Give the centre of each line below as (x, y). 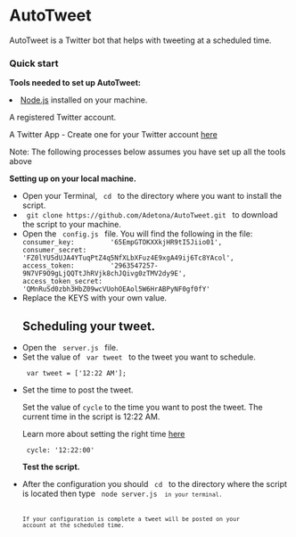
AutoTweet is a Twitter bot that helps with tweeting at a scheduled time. (140, 40)
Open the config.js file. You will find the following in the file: (137, 234)
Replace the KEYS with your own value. (95, 298)
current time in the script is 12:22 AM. (91, 417)
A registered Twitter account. (63, 118)
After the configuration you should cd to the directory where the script (155, 484)
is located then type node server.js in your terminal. (122, 494)
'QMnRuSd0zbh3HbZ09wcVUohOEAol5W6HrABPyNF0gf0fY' (116, 289)
